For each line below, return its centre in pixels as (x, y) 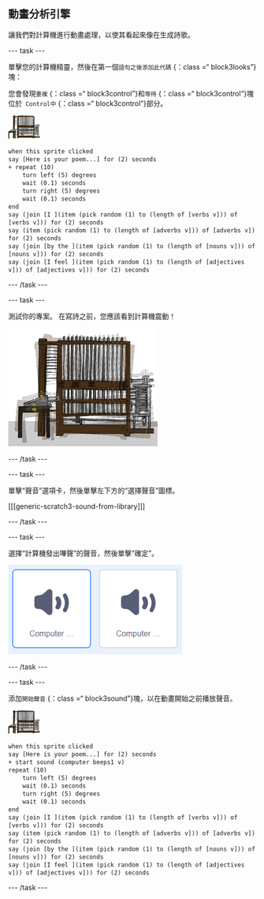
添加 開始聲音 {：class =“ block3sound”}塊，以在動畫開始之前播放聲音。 (123, 698)
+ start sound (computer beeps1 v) (67, 762)
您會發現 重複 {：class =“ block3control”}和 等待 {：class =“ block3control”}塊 (131, 93)
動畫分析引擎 (39, 14)
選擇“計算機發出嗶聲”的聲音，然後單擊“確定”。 (84, 553)
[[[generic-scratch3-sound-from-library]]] (77, 506)
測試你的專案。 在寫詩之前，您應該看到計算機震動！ (92, 316)
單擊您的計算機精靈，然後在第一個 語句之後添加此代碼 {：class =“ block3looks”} (132, 66)
